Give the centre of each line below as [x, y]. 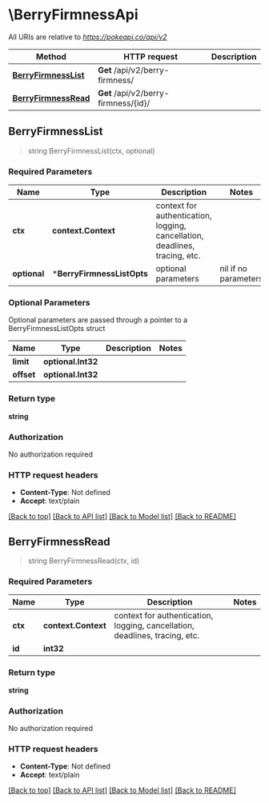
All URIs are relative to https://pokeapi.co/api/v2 [88, 37]
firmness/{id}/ [124, 103]
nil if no [234, 269]
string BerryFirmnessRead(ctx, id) [84, 561]
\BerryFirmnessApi [73, 15]
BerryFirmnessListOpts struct [57, 329]
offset [24, 375]
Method [51, 56]
